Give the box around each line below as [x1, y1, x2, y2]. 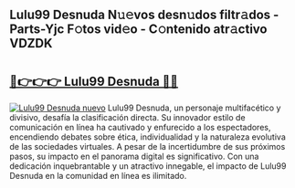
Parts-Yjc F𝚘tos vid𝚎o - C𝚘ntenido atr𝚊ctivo [9, 22, 268, 37]
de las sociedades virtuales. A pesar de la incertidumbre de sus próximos [9, 141, 286, 151]
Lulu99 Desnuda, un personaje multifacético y [108, 102, 281, 113]
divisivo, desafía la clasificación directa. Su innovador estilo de [9, 112, 246, 122]
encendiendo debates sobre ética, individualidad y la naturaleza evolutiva [9, 131, 286, 142]
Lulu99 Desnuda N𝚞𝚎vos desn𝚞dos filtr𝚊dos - [9, 7, 279, 23]
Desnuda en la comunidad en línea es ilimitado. [9, 171, 187, 181]
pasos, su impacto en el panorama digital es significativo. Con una [9, 151, 259, 162]
